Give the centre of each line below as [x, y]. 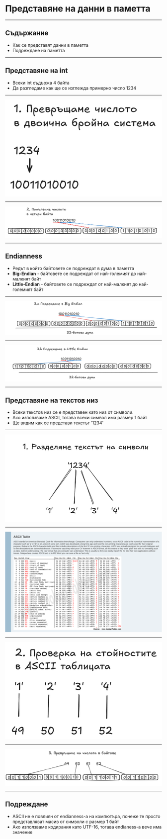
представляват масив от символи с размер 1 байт [66, 822]
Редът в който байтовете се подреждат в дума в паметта [73, 268]
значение [22, 832]
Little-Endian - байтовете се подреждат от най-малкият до [75, 284]
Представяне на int [37, 71]
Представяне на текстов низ [52, 400]
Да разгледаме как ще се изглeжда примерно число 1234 [74, 88]
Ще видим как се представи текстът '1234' [58, 423]
